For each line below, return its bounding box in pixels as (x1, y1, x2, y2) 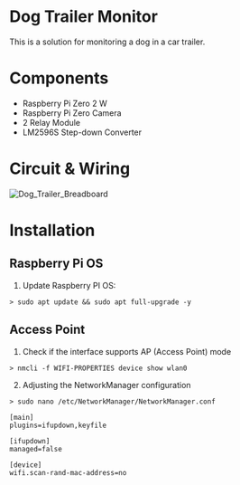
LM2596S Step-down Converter (22, 127, 143, 138)
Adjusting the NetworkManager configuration (22, 379, 191, 390)
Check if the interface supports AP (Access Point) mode (22, 346, 232, 357)
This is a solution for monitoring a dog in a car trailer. (9, 36, 206, 47)
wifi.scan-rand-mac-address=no (9, 468, 127, 477)
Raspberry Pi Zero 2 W (22, 98, 107, 109)
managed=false (9, 444, 63, 453)
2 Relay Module (22, 117, 81, 128)
